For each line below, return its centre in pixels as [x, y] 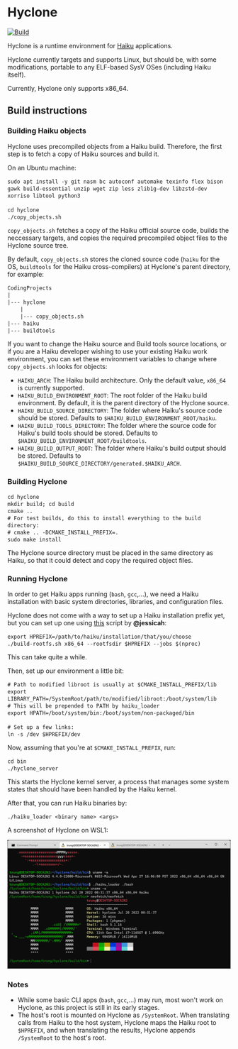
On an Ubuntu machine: [42, 167]
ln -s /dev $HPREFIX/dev [44, 735]
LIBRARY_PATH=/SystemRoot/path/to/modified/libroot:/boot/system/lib [112, 699]
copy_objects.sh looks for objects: [57, 366]
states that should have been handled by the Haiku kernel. [92, 789]
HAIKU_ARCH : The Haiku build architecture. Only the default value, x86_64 [122, 380]
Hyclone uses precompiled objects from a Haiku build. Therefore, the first [115, 146]
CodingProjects [30, 288]
